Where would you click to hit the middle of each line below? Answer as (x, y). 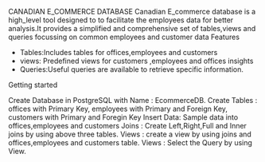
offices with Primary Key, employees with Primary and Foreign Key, (118, 109)
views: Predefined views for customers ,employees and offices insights (136, 61)
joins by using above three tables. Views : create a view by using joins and (130, 134)
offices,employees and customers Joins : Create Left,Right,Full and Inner (127, 126)
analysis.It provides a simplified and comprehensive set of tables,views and (132, 28)
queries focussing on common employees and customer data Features (124, 37)
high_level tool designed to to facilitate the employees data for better (121, 20)
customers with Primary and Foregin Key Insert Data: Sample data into (123, 117)
